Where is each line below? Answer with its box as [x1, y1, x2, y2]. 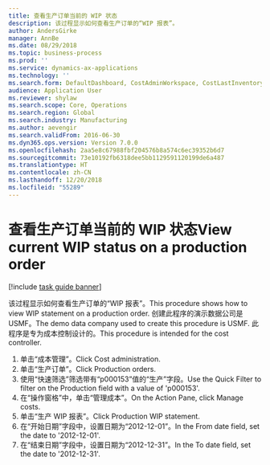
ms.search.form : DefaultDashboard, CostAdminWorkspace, [8, 79, 199, 87]
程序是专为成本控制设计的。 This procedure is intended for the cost [8, 328, 229, 338]
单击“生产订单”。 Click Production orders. [19, 364, 157, 373]
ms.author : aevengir [8, 124, 78, 132]
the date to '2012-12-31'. [19, 449, 100, 459]
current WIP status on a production [8, 238, 247, 256]
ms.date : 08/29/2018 [8, 42, 78, 50]
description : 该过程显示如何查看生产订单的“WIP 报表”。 [8, 19, 179, 27]
